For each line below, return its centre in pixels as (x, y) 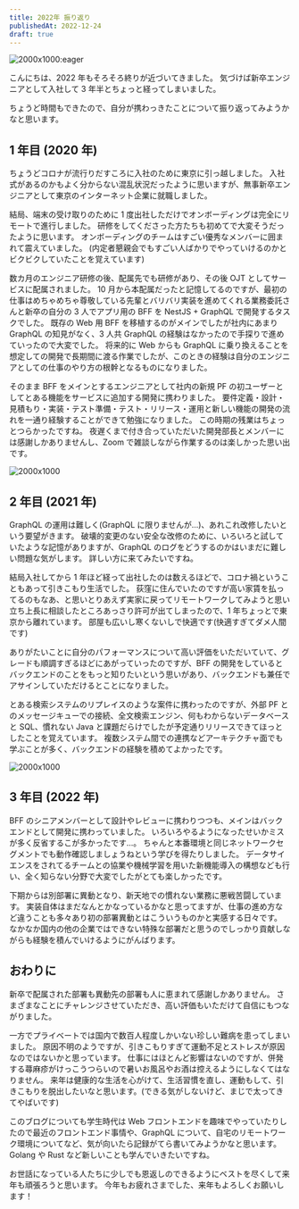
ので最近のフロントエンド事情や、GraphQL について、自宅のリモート (143, 1132)
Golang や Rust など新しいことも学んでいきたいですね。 (112, 1155)
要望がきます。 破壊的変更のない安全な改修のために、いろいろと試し (150, 536)
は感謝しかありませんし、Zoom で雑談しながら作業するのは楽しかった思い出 (150, 442)
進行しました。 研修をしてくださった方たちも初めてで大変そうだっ (162, 226)
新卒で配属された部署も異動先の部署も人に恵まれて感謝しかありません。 (142, 994)
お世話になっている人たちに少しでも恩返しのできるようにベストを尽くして (146, 1173)
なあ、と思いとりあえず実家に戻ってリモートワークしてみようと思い (165, 600)
